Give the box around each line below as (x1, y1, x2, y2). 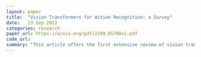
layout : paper (6, 8, 42, 15)
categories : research (6, 25, 60, 31)
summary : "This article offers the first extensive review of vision (6, 42, 184, 48)
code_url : (6, 36, 31, 42)
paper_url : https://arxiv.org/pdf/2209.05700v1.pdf (6, 31, 138, 37)
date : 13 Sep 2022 (6, 20, 58, 26)
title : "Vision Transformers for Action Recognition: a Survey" (6, 14, 172, 20)
